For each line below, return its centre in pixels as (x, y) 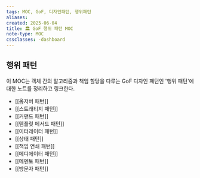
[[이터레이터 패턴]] (36, 131)
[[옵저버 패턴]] (32, 101)
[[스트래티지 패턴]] (36, 108)
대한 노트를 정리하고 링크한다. (41, 88)
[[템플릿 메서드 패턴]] (39, 123)
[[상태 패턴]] (29, 138)
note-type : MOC (25, 34)
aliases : (17, 17)
